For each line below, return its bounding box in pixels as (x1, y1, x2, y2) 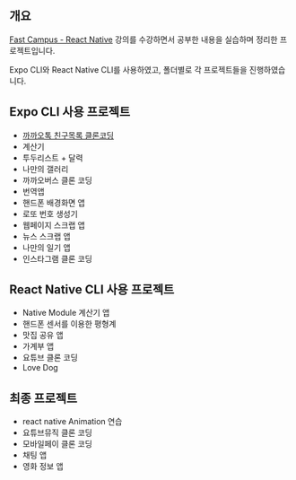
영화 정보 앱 (22, 461, 65, 472)
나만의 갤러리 (22, 163, 69, 174)
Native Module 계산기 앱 (22, 308, 110, 319)
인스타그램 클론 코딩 (22, 253, 92, 264)
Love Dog (22, 362, 58, 373)
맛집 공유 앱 (22, 330, 65, 341)
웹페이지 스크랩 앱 (22, 219, 85, 231)
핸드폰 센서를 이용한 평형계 (22, 319, 117, 329)
